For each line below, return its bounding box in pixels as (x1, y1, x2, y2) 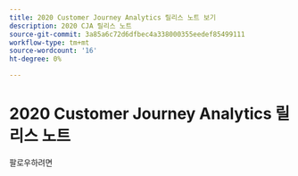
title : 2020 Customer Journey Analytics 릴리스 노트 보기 (9, 13, 217, 22)
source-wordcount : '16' (9, 46, 98, 55)
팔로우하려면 (9, 157, 54, 168)
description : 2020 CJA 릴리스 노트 (9, 21, 132, 30)
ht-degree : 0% (9, 54, 62, 63)
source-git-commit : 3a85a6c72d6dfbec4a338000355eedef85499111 (9, 29, 245, 38)
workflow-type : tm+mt (9, 38, 90, 47)
